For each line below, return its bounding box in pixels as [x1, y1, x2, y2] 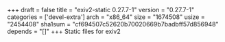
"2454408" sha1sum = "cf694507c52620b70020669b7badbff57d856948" [7, 20, 219, 28]
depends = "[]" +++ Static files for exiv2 [7, 27, 121, 35]
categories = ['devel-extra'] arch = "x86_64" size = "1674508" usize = [7, 13, 205, 21]
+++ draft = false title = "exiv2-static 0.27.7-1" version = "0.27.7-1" [7, 6, 194, 14]
